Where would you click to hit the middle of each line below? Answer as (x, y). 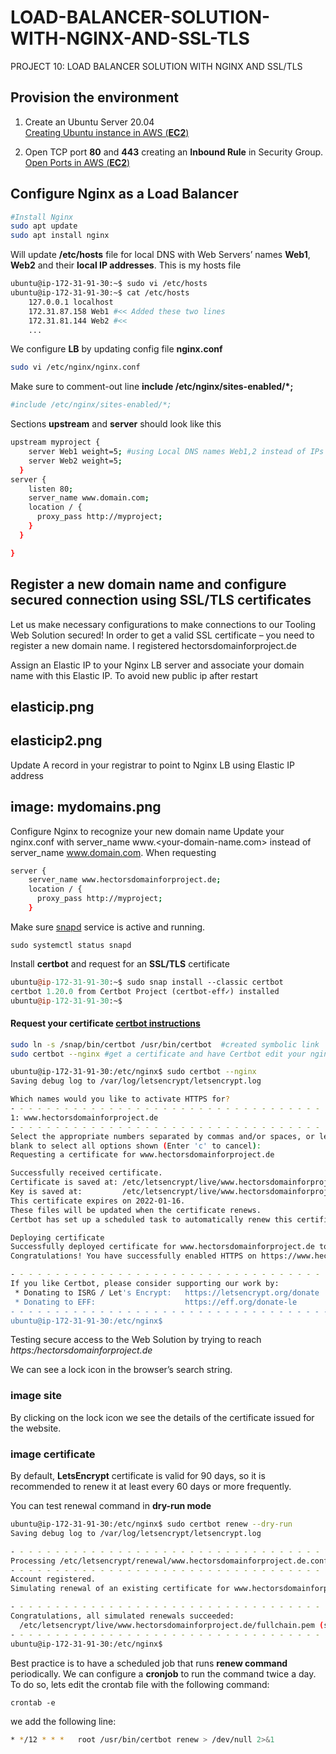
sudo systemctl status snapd (71, 945)
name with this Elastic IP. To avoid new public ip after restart (134, 675)
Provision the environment (95, 97)
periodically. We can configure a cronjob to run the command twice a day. (163, 1673)
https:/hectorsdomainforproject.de (81, 1350)
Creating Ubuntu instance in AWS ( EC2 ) (107, 132)
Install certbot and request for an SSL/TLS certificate (120, 963)
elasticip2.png (56, 741)
